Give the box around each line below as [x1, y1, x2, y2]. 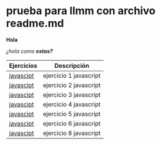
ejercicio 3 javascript [42, 90, 101, 98]
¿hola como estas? [6, 47, 53, 54]
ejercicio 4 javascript [42, 100, 101, 108]
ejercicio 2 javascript [42, 81, 101, 89]
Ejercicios [9, 61, 37, 70]
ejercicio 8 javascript [42, 128, 101, 137]
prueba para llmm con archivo [6, 4, 156, 18]
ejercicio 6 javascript [42, 119, 101, 127]
